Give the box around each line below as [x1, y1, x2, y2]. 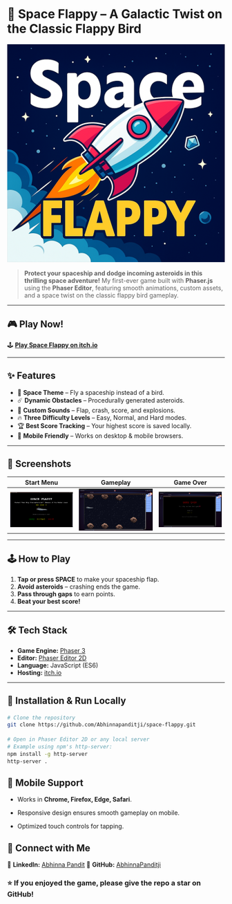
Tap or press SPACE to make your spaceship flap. [17, 575, 159, 583]
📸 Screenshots [7, 458, 72, 470]
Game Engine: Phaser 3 [17, 646, 86, 654]
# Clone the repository [7, 714, 76, 721]
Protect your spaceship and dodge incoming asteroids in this [23, 269, 203, 277]
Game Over [173, 478, 207, 486]
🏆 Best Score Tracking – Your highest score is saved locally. [17, 421, 192, 430]
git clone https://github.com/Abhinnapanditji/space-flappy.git [7, 721, 196, 728]
